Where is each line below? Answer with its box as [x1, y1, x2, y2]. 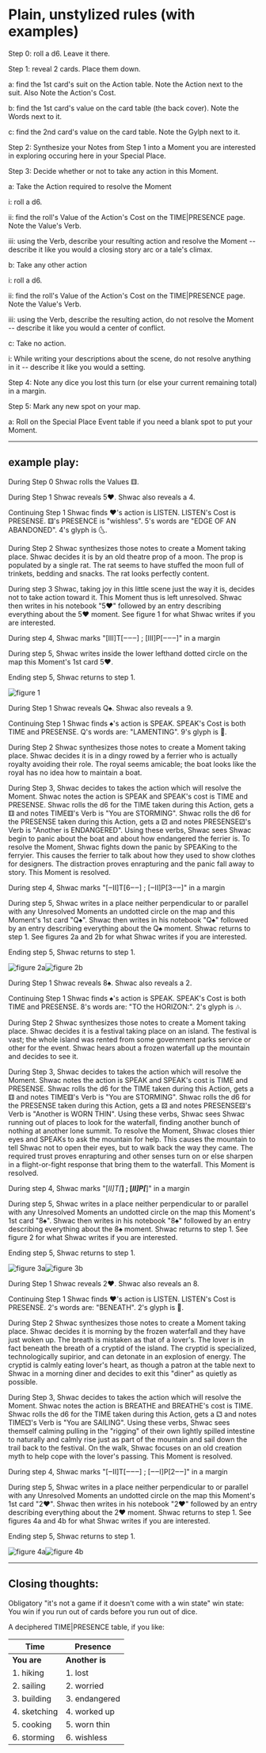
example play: [8, 456, 79, 469]
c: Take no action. [8, 338, 66, 348]
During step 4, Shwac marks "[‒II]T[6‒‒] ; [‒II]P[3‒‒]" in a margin [8, 883, 226, 892]
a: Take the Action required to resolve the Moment [8, 181, 172, 191]
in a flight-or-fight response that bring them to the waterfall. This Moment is [8, 1159, 256, 1169]
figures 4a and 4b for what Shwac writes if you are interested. [8, 1516, 211, 1525]
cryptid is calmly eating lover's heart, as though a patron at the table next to [8, 1360, 256, 1370]
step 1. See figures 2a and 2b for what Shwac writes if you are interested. [8, 931, 248, 942]
